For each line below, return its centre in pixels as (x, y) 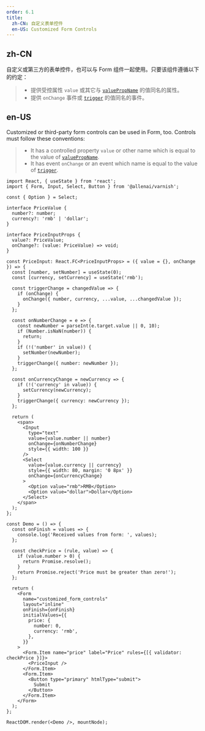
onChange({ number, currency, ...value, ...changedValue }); (102, 299)
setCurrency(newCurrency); (57, 390)
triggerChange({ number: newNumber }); (68, 363)
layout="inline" (43, 604)
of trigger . (44, 170)
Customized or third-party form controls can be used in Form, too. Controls (101, 132)
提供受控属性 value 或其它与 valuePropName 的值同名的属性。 (106, 90)
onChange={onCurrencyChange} (65, 476)
